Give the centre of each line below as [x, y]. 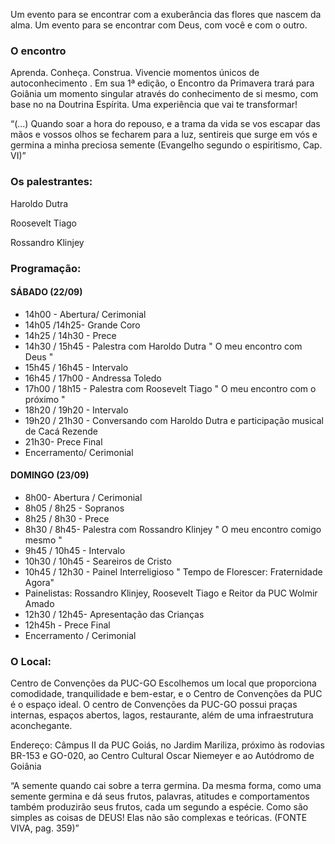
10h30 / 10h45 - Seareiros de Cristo [98, 561]
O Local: [31, 661]
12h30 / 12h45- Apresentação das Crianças [114, 614]
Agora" [39, 582]
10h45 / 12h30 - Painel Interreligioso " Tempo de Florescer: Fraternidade [173, 571]
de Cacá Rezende [61, 431]
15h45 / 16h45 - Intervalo [76, 367]
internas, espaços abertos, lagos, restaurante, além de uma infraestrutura [162, 715]
